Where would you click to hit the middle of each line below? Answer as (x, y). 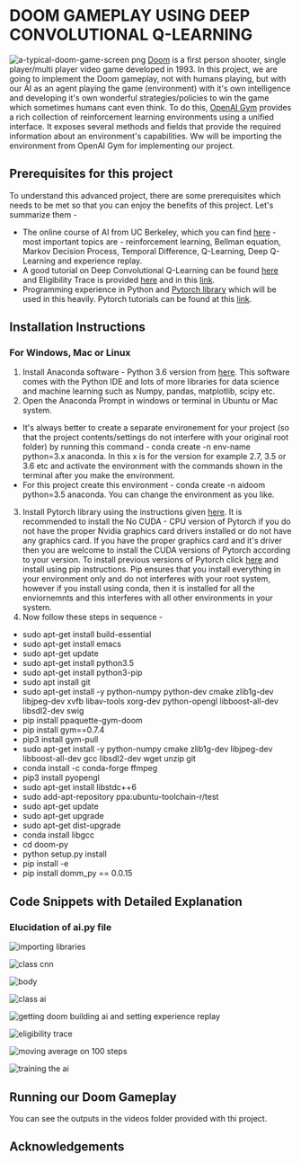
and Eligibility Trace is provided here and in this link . (119, 280)
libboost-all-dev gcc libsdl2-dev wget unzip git (109, 759)
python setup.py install (65, 854)
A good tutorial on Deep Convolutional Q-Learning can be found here (150, 270)
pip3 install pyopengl (61, 777)
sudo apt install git (57, 682)
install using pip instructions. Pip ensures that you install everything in (151, 569)
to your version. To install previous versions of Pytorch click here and (150, 560)
